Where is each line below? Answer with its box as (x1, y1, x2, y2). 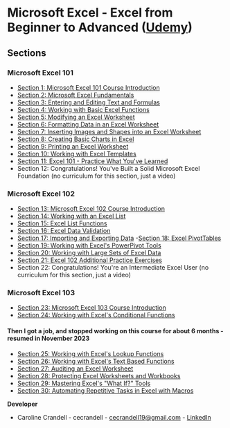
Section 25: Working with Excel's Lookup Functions (17, 349, 164, 357)
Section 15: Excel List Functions (17, 219, 107, 227)
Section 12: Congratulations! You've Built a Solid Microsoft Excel (17, 164, 200, 172)
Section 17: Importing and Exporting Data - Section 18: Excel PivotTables (17, 234, 222, 243)
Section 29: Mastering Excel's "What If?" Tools (17, 379, 151, 387)
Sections (7, 47, 46, 59)
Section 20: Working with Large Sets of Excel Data (17, 249, 161, 257)
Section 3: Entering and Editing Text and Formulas (17, 98, 161, 106)
